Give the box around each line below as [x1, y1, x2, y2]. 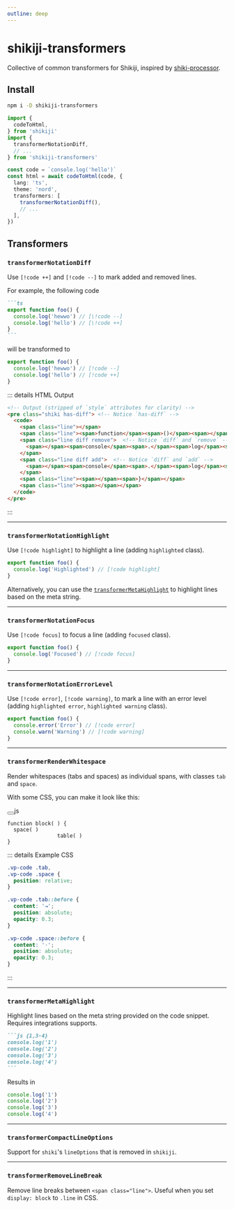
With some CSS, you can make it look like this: [7, 792, 140, 801]
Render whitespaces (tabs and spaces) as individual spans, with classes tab [7, 772, 226, 780]
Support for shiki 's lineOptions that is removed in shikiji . [7, 1148, 177, 1157]
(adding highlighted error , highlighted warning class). [7, 702, 168, 710]
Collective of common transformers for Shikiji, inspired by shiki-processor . [7, 64, 221, 72]
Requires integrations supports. [7, 1019, 97, 1027]
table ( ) [56, 832, 82, 839]
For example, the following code [7, 286, 100, 294]
